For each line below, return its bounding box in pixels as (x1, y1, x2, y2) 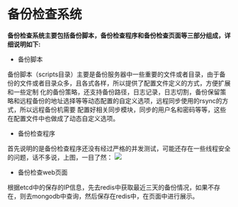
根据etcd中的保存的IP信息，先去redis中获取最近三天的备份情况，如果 (7, 183, 208, 191)
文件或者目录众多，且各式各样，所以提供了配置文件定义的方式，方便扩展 (19, 78, 231, 87)
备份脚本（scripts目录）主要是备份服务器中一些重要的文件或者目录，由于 (7, 70, 220, 78)
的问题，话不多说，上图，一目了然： (7, 153, 113, 161)
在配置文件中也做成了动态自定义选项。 (7, 114, 119, 122)
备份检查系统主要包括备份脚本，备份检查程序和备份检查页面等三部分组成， (7, 31, 225, 40)
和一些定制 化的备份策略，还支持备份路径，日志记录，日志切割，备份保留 (7, 88, 220, 96)
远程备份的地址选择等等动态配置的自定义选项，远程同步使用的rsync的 (19, 96, 222, 105)
